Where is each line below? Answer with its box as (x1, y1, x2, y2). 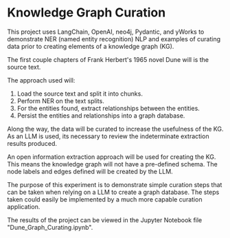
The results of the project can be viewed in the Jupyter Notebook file (7, 215, 203, 224)
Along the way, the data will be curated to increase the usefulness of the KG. (7, 125, 224, 133)
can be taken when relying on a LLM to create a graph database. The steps (7, 188, 220, 196)
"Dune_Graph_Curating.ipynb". (7, 223, 93, 231)
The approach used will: (7, 76, 76, 84)
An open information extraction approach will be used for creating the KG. (7, 153, 216, 161)
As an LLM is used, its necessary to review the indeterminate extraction (7, 132, 209, 140)
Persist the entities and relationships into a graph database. (16, 111, 185, 120)
